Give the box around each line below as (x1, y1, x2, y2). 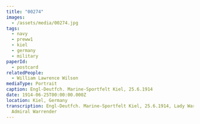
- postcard (11, 64, 39, 70)
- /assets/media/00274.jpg (11, 20, 79, 26)
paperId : (6, 58, 28, 64)
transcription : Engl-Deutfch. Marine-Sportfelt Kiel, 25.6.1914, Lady (6, 103, 185, 109)
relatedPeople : (6, 70, 44, 76)
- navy (11, 31, 28, 37)
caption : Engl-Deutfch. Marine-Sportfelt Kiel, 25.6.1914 (6, 86, 153, 92)
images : (6, 14, 26, 20)
